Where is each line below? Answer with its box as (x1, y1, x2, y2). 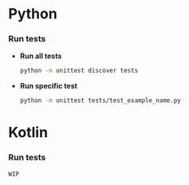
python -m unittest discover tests (19, 67, 139, 75)
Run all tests (19, 51, 62, 61)
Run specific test (19, 81, 78, 91)
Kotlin (8, 124, 49, 142)
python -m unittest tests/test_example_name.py (19, 96, 181, 104)
